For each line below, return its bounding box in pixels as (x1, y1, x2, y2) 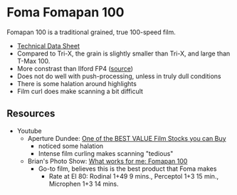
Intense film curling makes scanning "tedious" (38, 149, 174, 157)
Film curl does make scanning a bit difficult (16, 87, 144, 95)
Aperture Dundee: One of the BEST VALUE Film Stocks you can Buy (27, 134, 226, 142)
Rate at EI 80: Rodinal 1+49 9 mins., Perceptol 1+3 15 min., (48, 172, 218, 180)
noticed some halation (38, 142, 104, 150)
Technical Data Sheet (16, 41, 80, 50)
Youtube (16, 126, 42, 135)
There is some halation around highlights (16, 79, 137, 88)
